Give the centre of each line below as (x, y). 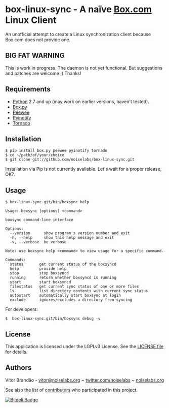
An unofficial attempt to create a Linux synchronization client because (78, 34)
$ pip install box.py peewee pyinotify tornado (56, 151)
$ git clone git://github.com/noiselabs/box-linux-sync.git (70, 160)
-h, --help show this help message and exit (62, 238)
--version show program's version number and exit (70, 233)
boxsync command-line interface (39, 220)
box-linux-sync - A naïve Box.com (78, 9)
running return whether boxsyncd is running (63, 278)
